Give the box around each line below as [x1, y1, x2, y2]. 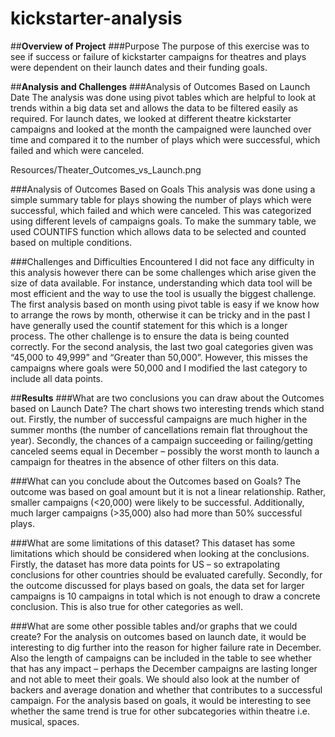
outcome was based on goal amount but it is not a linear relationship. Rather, [10, 485, 326, 497]
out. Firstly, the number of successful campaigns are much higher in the [10, 413, 308, 425]
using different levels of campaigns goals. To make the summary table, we [10, 215, 317, 227]
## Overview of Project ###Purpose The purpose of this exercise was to [10, 40, 310, 52]
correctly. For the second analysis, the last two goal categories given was [10, 340, 314, 352]
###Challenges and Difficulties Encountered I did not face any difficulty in [10, 255, 315, 267]
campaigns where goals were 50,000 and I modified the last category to [10, 362, 308, 374]
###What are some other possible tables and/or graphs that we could [10, 620, 298, 632]
